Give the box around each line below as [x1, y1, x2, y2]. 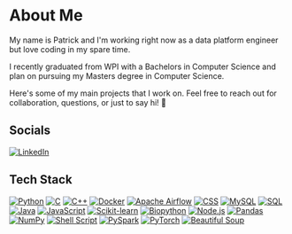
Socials [9, 123, 51, 138]
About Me [9, 5, 83, 26]
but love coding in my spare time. [9, 43, 131, 54]
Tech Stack [9, 172, 73, 187]
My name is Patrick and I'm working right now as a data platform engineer [9, 35, 279, 45]
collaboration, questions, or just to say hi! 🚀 [9, 97, 166, 107]
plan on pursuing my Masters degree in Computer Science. [9, 70, 225, 81]
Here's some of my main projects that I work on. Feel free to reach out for [9, 88, 277, 98]
